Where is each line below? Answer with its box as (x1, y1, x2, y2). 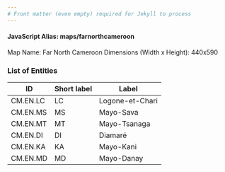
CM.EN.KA (11, 142, 46, 152)
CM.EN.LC (11, 96, 45, 106)
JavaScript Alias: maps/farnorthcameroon (7, 33, 134, 41)
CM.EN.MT (11, 119, 47, 129)
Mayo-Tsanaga (98, 119, 151, 129)
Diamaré (98, 130, 127, 140)
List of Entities (7, 65, 58, 75)
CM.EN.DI (11, 130, 44, 140)
